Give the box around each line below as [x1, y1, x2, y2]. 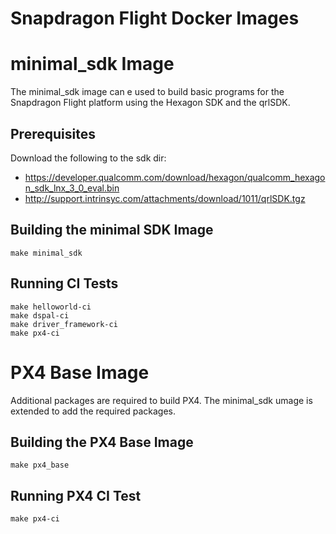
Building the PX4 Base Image [10, 433, 194, 451]
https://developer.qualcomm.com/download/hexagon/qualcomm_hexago [24, 171, 326, 183]
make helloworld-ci [10, 302, 92, 312]
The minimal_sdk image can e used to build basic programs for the [10, 86, 285, 98]
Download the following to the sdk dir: [10, 152, 167, 164]
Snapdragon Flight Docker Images [10, 7, 300, 30]
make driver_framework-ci [10, 319, 118, 329]
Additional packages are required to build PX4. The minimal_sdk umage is [10, 394, 313, 406]
